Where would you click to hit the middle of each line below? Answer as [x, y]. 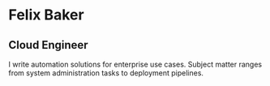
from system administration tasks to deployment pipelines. [106, 73]
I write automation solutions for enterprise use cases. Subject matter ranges [135, 64]
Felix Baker [46, 15]
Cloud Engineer [48, 45]
